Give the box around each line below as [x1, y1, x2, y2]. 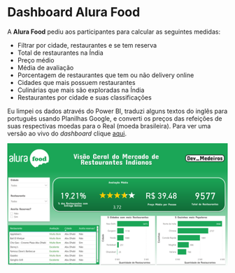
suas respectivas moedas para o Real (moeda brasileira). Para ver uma [7, 121, 211, 130]
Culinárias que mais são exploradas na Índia [17, 86, 145, 94]
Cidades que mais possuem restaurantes [17, 78, 136, 86]
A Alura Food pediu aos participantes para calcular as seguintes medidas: [7, 27, 221, 36]
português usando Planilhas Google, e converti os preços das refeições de [7, 114, 222, 123]
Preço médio [17, 55, 55, 64]
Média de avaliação [17, 63, 74, 72]
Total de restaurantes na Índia [17, 48, 104, 57]
